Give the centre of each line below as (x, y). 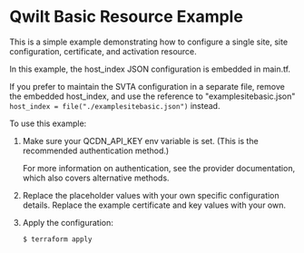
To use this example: (48, 123)
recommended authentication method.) (96, 151)
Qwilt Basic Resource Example (126, 17)
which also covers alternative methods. (96, 178)
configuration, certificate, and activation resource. (103, 51)
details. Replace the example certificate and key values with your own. (154, 205)
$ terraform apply (57, 239)
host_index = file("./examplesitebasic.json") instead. (115, 105)
